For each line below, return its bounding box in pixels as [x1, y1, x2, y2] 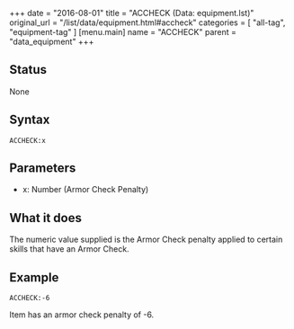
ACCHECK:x [9, 136, 47, 145]
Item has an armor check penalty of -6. [9, 309, 155, 320]
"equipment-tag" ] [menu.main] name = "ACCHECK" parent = [9, 27, 236, 37]
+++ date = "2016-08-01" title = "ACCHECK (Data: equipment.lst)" [9, 8, 254, 18]
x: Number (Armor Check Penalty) [22, 184, 149, 195]
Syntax [9, 112, 50, 128]
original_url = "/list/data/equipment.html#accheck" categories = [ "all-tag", [9, 17, 286, 28]
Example [9, 270, 59, 285]
